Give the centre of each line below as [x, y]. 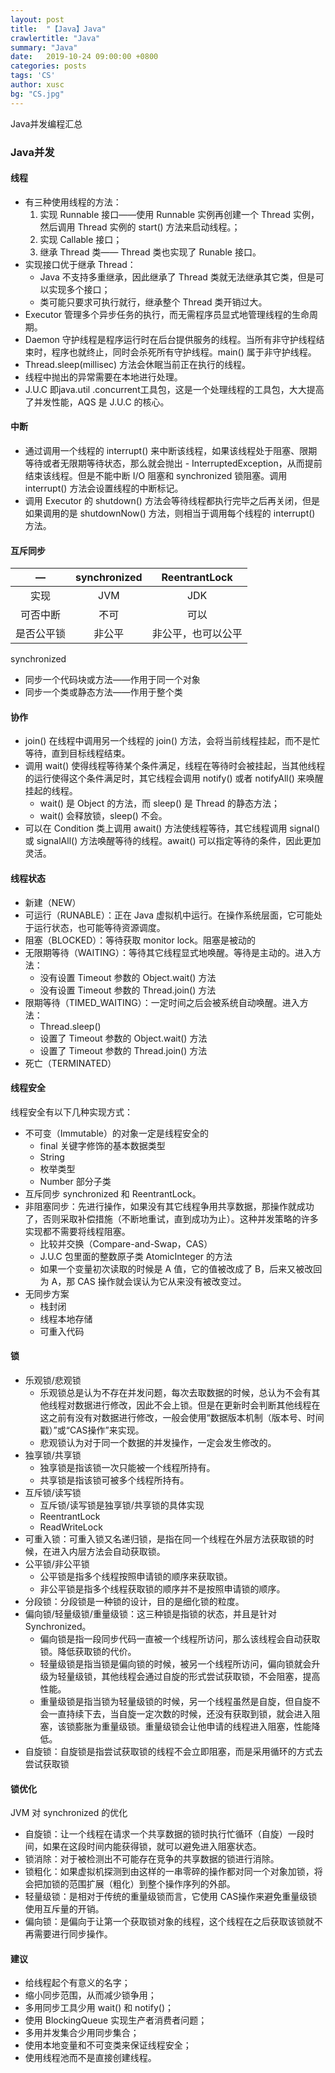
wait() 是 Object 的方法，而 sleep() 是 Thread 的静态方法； [160, 803]
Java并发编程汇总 [46, 123]
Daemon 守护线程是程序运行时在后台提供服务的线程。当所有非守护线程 [170, 339]
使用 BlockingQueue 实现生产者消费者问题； [116, 2020]
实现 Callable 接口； [81, 239]
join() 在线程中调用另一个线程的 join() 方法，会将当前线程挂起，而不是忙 [172, 741]
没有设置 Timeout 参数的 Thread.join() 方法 [128, 990]
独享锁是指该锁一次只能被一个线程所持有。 [127, 1467]
